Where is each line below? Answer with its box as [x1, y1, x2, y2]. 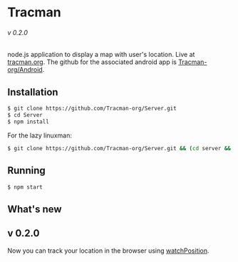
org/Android [7, 65, 43, 74]
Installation [7, 86, 58, 98]
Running [7, 164, 46, 177]
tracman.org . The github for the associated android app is [7, 58, 177, 66]
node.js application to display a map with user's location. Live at [7, 51, 195, 59]
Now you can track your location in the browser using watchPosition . [7, 246, 209, 255]
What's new [7, 203, 62, 215]
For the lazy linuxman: [7, 131, 73, 140]
